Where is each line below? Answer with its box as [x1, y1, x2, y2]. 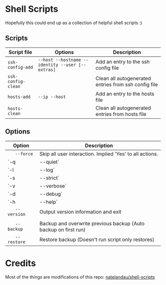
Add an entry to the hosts [95, 90, 155, 97]
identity [38, 62, 58, 68]
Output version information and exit [39, 208, 122, 215]
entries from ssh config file [95, 81, 158, 88]
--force [15, 151, 33, 156]
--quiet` [39, 158, 59, 165]
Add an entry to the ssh [95, 58, 150, 65]
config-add [7, 64, 33, 70]
